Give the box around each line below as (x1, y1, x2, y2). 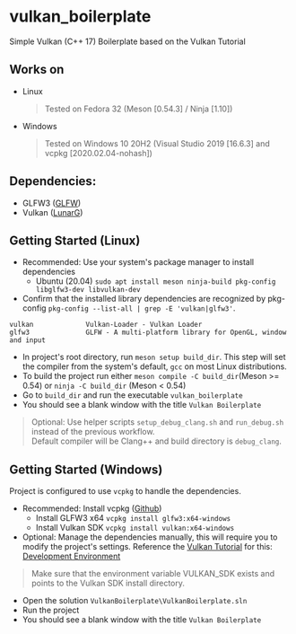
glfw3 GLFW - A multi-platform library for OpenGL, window (9, 328, 287, 338)
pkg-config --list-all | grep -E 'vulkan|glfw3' (48, 304, 233, 313)
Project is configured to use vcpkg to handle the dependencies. (9, 486, 242, 497)
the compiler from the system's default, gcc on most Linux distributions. (22, 361, 287, 372)
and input (9, 336, 47, 345)
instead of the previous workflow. (30, 427, 155, 437)
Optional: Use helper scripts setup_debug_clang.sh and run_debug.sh (30, 417, 284, 427)
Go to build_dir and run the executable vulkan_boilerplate (22, 390, 244, 401)
